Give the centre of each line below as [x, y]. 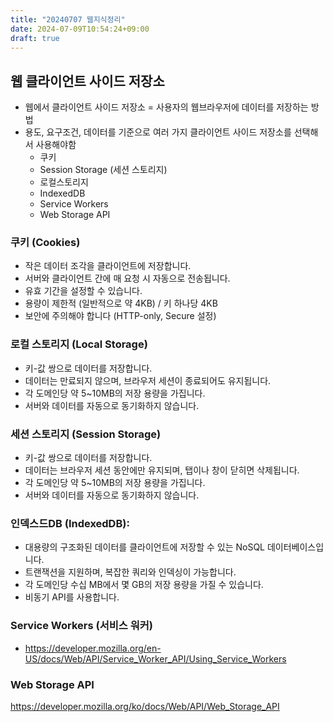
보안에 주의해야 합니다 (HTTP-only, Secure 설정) [120, 316]
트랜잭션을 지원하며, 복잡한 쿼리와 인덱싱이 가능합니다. [130, 572]
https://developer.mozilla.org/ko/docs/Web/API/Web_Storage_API [145, 706]
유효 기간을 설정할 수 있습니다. [83, 291]
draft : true [35, 38]
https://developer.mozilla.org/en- [93, 648]
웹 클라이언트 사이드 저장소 [87, 81]
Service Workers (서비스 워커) [81, 626]
